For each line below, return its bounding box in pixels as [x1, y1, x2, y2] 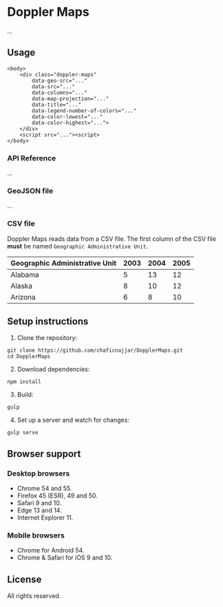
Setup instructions [7, 316, 89, 328]
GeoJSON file [7, 186, 54, 195]
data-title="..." [32, 101, 81, 108]
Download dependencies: [17, 365, 90, 374]
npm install [7, 379, 41, 385]
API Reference [7, 153, 56, 162]
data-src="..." [32, 83, 76, 90]
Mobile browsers [7, 531, 65, 540]
